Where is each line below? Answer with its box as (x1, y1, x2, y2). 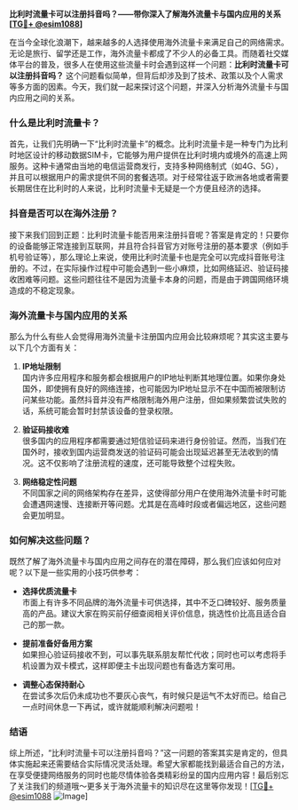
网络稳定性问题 (21, 476, 77, 487)
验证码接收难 (21, 424, 69, 434)
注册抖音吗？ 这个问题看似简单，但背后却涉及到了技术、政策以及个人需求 (16, 70, 284, 81)
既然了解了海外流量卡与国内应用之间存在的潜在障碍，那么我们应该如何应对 (9, 556, 281, 567)
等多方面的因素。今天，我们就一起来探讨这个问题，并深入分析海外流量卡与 (9, 82, 281, 91)
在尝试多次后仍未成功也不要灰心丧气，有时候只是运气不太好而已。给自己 (21, 690, 286, 701)
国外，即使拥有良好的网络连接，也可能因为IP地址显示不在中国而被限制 (21, 383, 278, 393)
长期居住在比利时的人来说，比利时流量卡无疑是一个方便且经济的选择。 (9, 183, 266, 194)
